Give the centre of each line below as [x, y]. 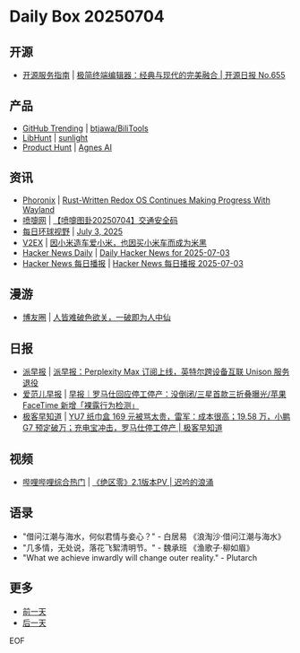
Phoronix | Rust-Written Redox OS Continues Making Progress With [146, 200]
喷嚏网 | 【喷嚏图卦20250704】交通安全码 [100, 220]
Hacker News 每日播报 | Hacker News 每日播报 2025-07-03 [133, 263]
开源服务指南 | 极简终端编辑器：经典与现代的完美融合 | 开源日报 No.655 [154, 75]
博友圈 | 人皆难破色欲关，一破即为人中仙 [97, 318]
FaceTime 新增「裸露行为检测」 [81, 405]
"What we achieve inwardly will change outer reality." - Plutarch [140, 557]
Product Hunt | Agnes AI [67, 147]
